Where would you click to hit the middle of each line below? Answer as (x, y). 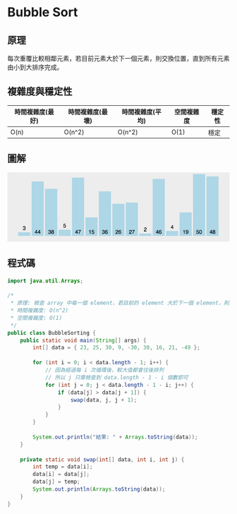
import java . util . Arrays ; (45, 281)
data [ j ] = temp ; (56, 482)
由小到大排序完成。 (35, 67)
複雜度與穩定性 (40, 91)
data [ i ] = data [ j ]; (61, 474)
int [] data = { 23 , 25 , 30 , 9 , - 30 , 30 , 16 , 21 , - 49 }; (117, 348)
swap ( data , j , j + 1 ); (104, 400)
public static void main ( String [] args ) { (83, 340)
